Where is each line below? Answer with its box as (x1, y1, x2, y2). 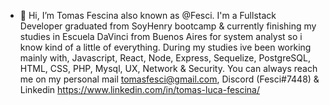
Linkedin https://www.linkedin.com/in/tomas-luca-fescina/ (19, 84, 261, 95)
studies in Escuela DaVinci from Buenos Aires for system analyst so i (19, 31, 303, 42)
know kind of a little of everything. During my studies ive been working (19, 41, 312, 53)
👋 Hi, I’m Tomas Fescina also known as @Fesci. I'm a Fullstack (19, 10, 277, 21)
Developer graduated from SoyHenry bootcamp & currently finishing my (19, 20, 317, 32)
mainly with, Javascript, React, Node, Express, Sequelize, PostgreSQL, (19, 52, 311, 64)
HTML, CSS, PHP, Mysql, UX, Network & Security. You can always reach (19, 63, 318, 74)
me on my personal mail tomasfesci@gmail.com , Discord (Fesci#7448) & (19, 73, 320, 85)
